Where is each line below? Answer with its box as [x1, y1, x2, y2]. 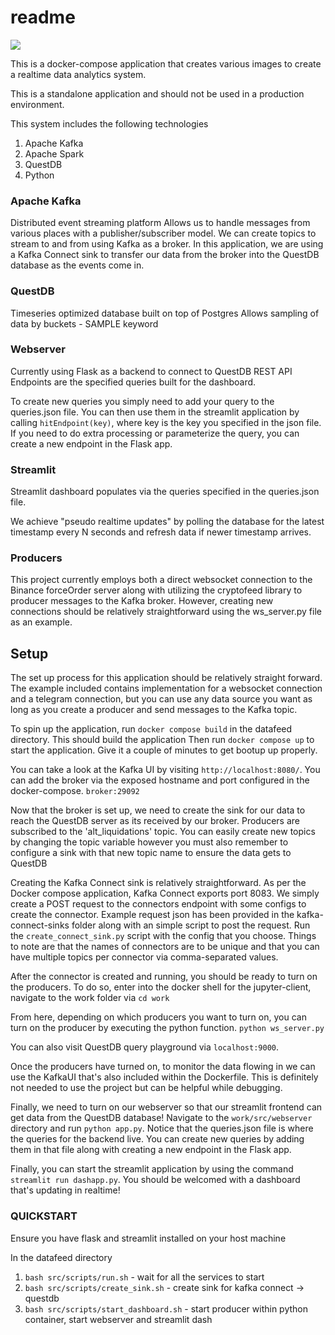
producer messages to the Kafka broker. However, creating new [10, 595, 274, 607]
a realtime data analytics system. [10, 68, 147, 80]
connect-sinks [10, 919, 70, 931]
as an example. [10, 616, 73, 628]
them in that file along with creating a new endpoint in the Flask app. [10, 1144, 292, 1156]
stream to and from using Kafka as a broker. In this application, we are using [10, 238, 324, 250]
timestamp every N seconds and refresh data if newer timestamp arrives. [10, 526, 312, 538]
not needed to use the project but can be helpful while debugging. [10, 1082, 283, 1094]
